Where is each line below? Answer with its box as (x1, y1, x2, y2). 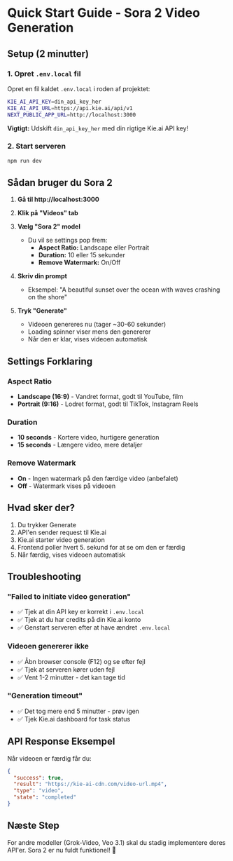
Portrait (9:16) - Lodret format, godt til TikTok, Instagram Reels (17, 400, 199, 408)
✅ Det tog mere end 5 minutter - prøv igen (17, 707, 140, 715)
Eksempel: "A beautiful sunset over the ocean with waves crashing (27, 285, 220, 294)
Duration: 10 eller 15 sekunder (38, 251, 126, 259)
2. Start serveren (7, 142, 66, 151)
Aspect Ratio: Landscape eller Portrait (38, 243, 150, 252)
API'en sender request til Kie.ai (17, 528, 107, 536)
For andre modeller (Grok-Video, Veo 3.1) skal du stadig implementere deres (7, 838, 226, 846)
